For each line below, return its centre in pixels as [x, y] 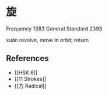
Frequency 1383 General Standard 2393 [54, 28]
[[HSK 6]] [26, 72]
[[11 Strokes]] [30, 79]
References [27, 58]
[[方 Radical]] [30, 86]
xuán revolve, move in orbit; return [48, 40]
